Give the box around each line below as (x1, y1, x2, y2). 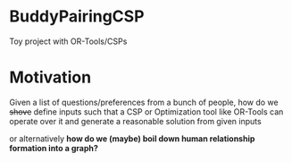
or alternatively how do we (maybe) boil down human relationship (9, 132, 255, 144)
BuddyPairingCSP (9, 6, 145, 27)
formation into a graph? (9, 142, 98, 153)
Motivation (9, 67, 92, 88)
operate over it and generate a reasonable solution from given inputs (9, 115, 262, 126)
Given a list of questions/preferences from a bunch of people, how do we (9, 97, 279, 107)
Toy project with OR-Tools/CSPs (9, 36, 128, 47)
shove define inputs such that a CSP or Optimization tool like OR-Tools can (9, 106, 284, 117)
